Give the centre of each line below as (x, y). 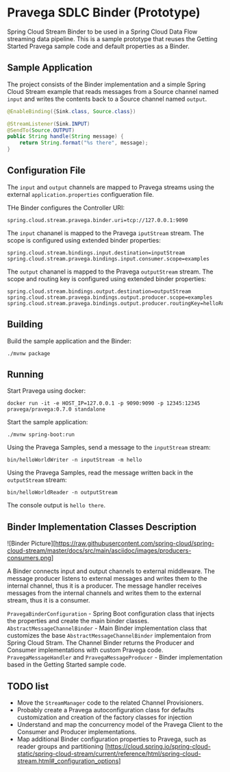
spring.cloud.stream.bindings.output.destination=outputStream (99, 291)
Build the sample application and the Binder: (69, 341)
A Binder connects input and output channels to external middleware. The (111, 571)
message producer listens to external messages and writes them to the (107, 579)
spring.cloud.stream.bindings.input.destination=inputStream (96, 253)
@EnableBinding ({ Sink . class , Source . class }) (72, 111)
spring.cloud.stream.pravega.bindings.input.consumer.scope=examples (108, 258)
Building (25, 325)
